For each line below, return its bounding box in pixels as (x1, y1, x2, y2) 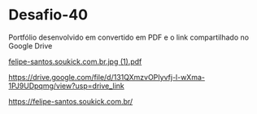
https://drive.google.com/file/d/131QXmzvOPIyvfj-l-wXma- (8, 72, 206, 82)
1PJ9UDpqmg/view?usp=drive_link (8, 81, 124, 91)
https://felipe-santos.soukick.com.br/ (8, 96, 133, 106)
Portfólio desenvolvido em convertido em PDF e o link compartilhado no (8, 32, 250, 42)
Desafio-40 (8, 6, 88, 24)
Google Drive (8, 40, 53, 50)
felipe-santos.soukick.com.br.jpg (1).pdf (8, 57, 142, 66)
